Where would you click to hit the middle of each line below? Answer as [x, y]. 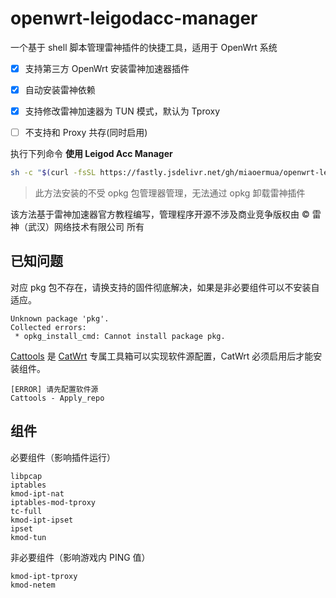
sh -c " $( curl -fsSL [53, 173]
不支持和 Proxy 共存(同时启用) [86, 133]
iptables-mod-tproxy [53, 502]
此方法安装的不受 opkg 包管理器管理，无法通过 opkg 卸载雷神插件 [170, 193]
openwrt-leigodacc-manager [134, 18]
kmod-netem [33, 585]
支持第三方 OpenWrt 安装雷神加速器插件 [107, 68]
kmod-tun [28, 537]
